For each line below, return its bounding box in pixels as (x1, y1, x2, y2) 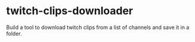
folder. (6, 30, 22, 37)
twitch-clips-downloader (6, 4, 133, 18)
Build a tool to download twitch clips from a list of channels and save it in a (6, 24, 190, 31)
